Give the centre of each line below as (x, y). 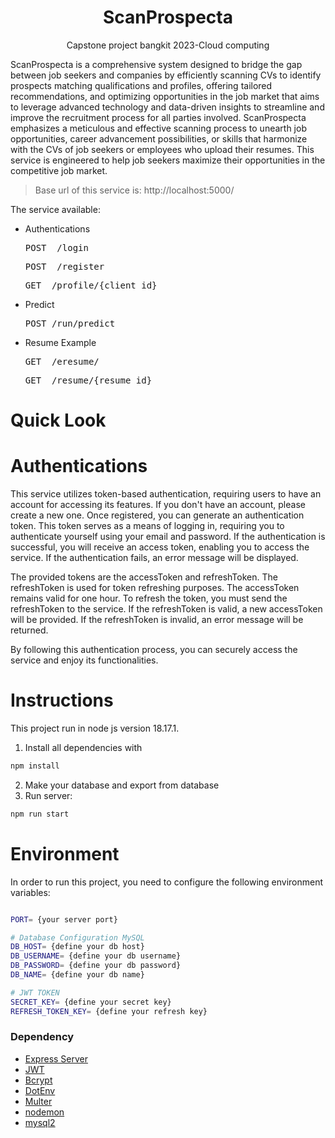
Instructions (62, 700)
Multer (38, 1101)
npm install (35, 766)
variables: (30, 892)
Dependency (42, 1037)
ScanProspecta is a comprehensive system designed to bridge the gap (156, 64)
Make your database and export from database (122, 785)
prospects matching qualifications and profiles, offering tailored (141, 85)
